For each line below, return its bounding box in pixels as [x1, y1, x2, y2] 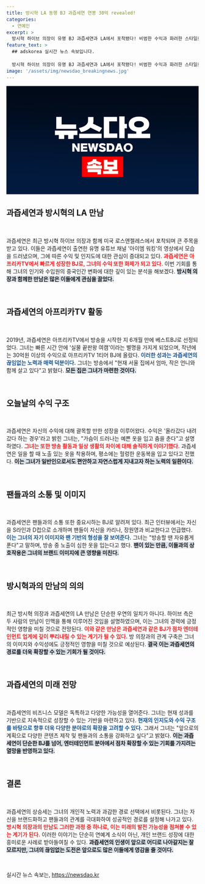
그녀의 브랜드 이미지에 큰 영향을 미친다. [27, 549, 120, 557]
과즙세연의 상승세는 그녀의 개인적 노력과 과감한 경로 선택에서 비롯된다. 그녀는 [6, 808, 189, 815]
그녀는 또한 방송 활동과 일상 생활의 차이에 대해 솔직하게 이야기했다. [24, 442, 180, 450]
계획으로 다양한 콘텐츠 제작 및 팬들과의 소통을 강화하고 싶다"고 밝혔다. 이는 [6, 732, 183, 739]
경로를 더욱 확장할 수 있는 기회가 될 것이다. [6, 648, 106, 656]
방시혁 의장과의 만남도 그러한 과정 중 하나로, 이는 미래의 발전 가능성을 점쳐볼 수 [6, 823, 190, 830]
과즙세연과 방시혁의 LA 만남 [6, 208, 104, 218]
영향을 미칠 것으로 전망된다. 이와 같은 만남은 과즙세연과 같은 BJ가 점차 [17, 625, 182, 633]
